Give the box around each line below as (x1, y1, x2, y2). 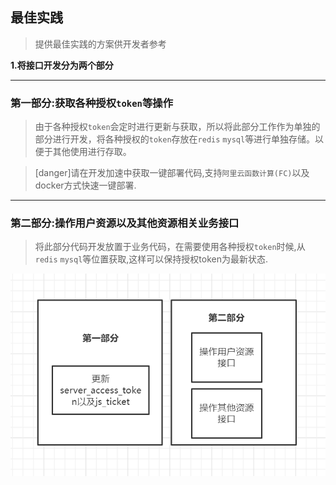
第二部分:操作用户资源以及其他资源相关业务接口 (10, 216, 240, 230)
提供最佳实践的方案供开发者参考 (34, 38, 167, 50)
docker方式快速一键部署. (34, 179, 137, 192)
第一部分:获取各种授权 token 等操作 (10, 96, 174, 110)
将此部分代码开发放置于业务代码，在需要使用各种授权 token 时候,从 (34, 241, 306, 253)
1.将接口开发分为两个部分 (10, 59, 114, 71)
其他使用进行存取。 (52, 146, 132, 158)
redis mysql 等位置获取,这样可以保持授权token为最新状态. (34, 253, 269, 265)
